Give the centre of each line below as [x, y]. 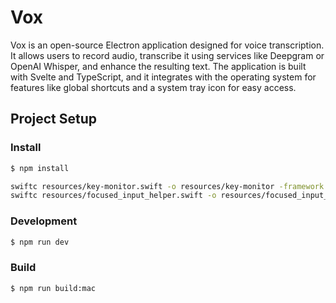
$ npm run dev [40, 242]
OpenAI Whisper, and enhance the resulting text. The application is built [158, 66]
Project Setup [54, 119]
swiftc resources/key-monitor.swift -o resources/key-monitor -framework [167, 186]
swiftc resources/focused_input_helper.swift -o [113, 196]
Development [44, 221]
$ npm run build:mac [53, 288]
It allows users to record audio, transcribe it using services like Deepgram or [167, 55]
